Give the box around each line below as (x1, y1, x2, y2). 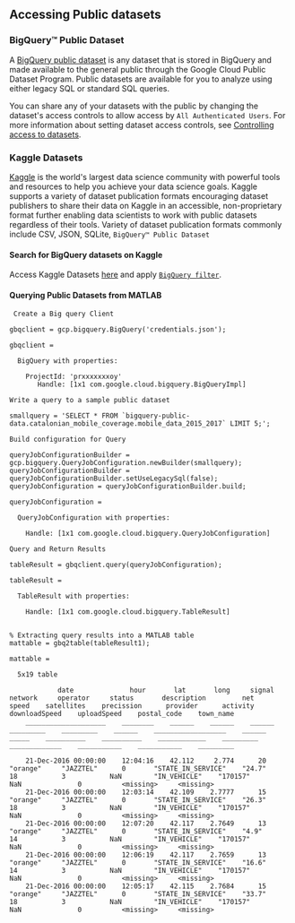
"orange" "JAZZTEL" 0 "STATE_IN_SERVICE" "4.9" (9, 827, 263, 836)
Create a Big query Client (13, 309, 115, 319)
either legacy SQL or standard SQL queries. (9, 82, 170, 93)
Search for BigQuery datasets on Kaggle (9, 249, 163, 260)
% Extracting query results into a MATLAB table (9, 631, 195, 640)
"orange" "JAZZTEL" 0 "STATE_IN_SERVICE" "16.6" (9, 858, 267, 867)
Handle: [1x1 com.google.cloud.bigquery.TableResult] (25, 608, 230, 617)
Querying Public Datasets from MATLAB (9, 289, 162, 300)
